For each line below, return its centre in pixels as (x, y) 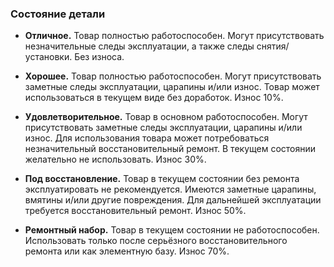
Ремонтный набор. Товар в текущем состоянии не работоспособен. (172, 230)
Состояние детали (58, 14)
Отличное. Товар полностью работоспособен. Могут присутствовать (174, 36)
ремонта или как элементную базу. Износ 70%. (127, 251)
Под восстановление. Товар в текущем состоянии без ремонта (162, 179)
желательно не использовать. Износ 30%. (115, 159)
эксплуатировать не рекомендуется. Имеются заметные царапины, (170, 189)
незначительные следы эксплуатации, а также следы (139, 46)
